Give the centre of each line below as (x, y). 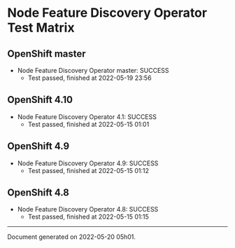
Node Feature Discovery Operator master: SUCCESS (93, 70)
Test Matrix (41, 28)
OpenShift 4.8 (38, 193)
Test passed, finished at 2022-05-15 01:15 (88, 217)
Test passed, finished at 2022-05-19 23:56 (90, 78)
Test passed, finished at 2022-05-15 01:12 (88, 170)
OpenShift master (47, 54)
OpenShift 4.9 (38, 146)
